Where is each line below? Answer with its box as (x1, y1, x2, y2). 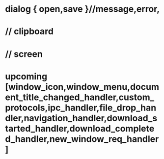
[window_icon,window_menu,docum (5, 81, 160, 92)
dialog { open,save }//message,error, (5, 3, 160, 15)
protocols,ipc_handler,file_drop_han (5, 102, 157, 113)
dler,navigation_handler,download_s (5, 112, 158, 124)
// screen (5, 48, 43, 59)
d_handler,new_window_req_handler (5, 133, 159, 144)
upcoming (5, 71, 48, 82)
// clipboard (5, 26, 54, 37)
